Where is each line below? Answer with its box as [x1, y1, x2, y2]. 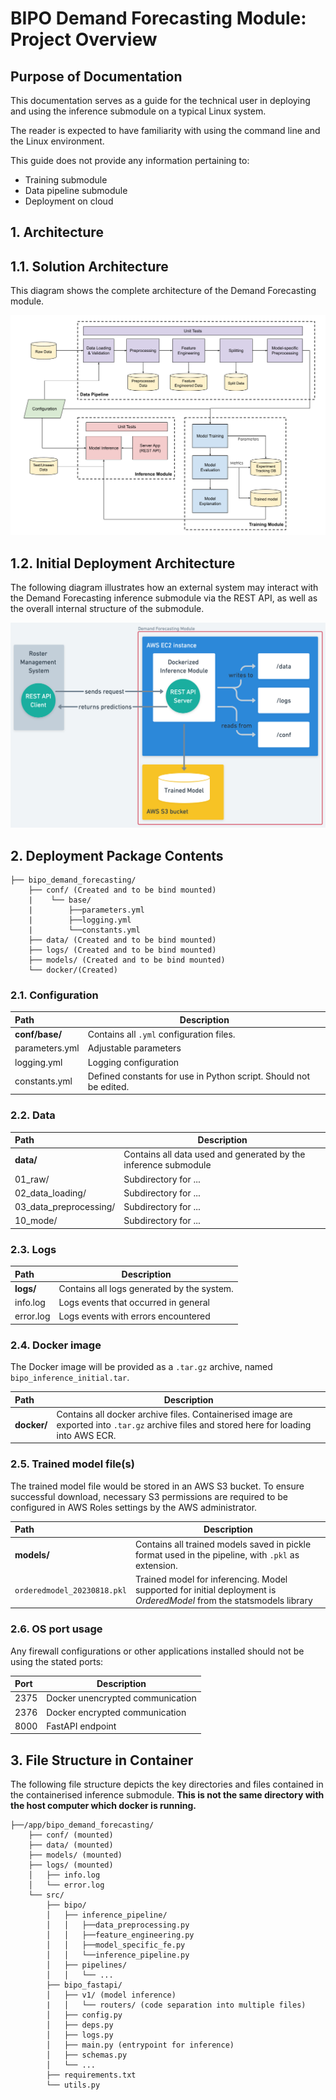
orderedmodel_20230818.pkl [14, 1585, 127, 1596]
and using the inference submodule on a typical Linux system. [10, 105, 267, 117]
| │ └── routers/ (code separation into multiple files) [46, 2000, 307, 2011]
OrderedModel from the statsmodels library [134, 1594, 313, 1606]
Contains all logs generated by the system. [58, 1282, 234, 1294]
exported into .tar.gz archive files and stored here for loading [56, 1418, 312, 1431]
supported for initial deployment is [134, 1583, 277, 1596]
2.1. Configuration [10, 988, 99, 1002]
